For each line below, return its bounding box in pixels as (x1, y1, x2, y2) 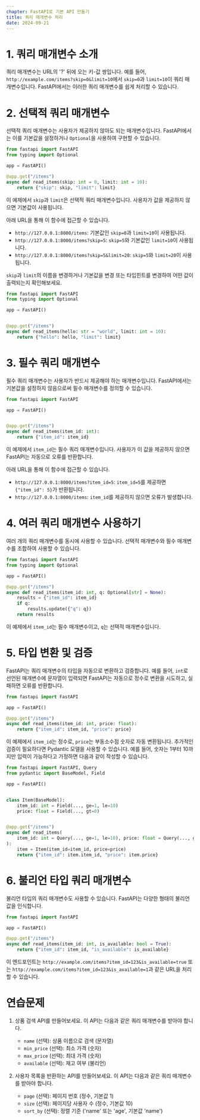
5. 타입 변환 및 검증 (6, 646, 93, 660)
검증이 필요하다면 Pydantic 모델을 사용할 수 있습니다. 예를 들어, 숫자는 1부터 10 (6, 745, 189, 753)
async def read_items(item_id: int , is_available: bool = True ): (6, 941, 171, 947)
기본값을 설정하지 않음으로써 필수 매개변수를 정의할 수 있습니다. (6, 384, 153, 391)
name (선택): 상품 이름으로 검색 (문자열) (23, 1037, 114, 1044)
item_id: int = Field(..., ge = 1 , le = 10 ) (17, 803, 118, 809)
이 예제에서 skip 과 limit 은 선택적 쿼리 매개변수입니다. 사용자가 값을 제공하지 (6, 196, 185, 203)
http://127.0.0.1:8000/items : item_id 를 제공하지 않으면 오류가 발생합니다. (14, 493, 193, 501)
